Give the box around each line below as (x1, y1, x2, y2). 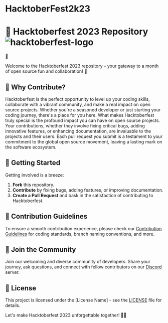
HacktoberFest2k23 (5, 3, 91, 15)
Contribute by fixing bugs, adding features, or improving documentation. (12, 187, 163, 193)
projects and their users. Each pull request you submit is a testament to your (5, 133, 163, 139)
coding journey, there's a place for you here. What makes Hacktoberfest (5, 112, 154, 118)
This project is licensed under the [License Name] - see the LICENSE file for (5, 297, 162, 303)
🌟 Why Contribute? (5, 83, 66, 91)
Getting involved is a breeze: (5, 172, 64, 178)
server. (5, 269, 20, 275)
